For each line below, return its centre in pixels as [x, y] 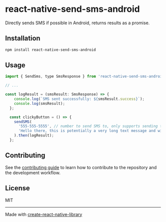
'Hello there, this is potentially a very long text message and [87, 131]
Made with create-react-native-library [44, 214]
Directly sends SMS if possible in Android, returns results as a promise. [77, 23]
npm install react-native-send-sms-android [51, 50]
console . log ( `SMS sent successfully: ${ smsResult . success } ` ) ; [79, 99]
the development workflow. [33, 173]
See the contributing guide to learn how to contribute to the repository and [81, 167]
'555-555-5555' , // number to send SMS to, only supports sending [88, 126]
